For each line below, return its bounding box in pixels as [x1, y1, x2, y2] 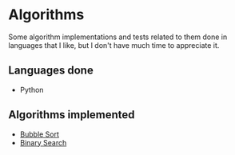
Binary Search [19, 137, 67, 147]
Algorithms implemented [8, 108, 135, 121]
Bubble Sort [19, 129, 60, 139]
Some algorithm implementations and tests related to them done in [8, 32, 228, 42]
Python [19, 85, 44, 94]
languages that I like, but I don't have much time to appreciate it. [8, 40, 220, 50]
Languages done [8, 64, 94, 77]
